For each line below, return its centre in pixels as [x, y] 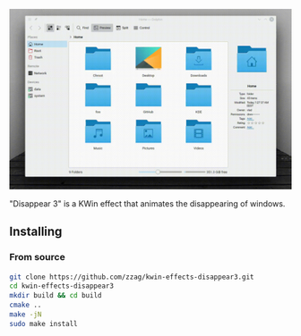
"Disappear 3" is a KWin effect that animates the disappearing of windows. [147, 203]
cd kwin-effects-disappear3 [62, 286]
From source [37, 257]
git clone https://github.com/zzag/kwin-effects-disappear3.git [132, 277]
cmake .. [26, 305]
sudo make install [43, 323]
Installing [36, 232]
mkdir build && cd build [56, 296]
